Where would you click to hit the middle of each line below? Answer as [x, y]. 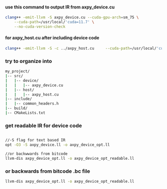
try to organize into [29, 61]
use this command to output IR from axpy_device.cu [60, 7]
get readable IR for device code [43, 126]
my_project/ [17, 71]
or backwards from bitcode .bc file [48, 171]
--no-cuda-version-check [40, 27]
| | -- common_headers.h [32, 104]
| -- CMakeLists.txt [25, 113]
